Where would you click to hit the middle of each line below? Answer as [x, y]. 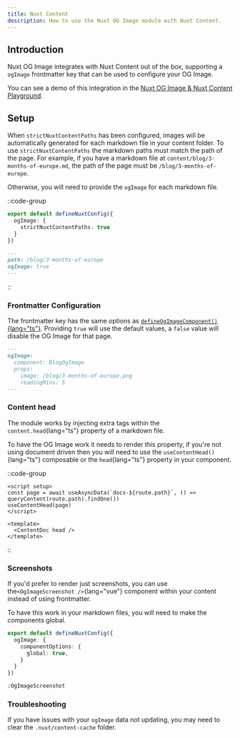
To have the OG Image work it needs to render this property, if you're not [115, 444]
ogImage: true [29, 267]
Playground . [25, 96]
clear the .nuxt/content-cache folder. [62, 727]
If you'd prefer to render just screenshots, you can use [87, 584]
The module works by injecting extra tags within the [84, 423]
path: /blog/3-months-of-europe [55, 260]
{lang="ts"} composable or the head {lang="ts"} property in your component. [120, 459]
